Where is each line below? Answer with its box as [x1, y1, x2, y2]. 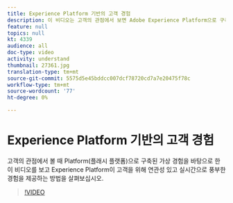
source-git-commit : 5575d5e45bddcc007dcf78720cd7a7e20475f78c [7, 74, 191, 82]
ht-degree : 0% [7, 95, 49, 101]
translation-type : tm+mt [7, 68, 79, 75]
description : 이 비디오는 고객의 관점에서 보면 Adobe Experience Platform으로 [7, 17, 217, 24]
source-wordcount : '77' [7, 88, 76, 95]
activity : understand [7, 56, 70, 63]
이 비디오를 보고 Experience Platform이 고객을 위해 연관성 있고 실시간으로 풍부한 [7, 165, 226, 174]
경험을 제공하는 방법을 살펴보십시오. [7, 174, 104, 182]
